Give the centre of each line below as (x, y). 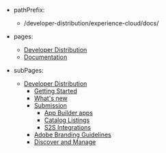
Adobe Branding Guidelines (72, 134)
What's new (51, 98)
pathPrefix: (29, 10)
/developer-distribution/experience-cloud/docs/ (91, 23)
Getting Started (55, 91)
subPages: (29, 70)
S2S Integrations (68, 127)
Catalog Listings (67, 120)
